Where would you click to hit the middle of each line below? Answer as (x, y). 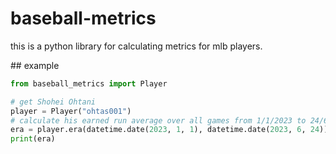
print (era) (33, 139)
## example (35, 65)
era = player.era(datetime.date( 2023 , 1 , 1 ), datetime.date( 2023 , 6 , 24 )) (169, 130)
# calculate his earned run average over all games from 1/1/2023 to (158, 120)
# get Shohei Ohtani (53, 102)
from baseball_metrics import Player (89, 83)
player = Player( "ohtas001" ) (71, 111)
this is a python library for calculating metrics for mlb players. (136, 46)
